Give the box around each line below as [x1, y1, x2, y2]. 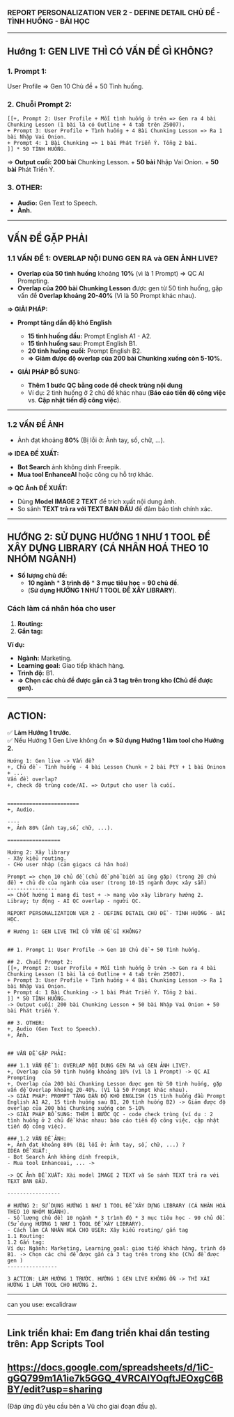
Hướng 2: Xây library [7, 849, 70, 856]
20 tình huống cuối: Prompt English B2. [27, 347, 142, 355]
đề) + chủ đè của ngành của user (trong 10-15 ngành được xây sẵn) [7, 879, 208, 886]
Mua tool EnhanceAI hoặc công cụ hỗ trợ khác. [17, 470, 154, 478]
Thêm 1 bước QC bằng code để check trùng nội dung [27, 381, 183, 390]
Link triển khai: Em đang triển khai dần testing [7, 1327, 210, 1339]
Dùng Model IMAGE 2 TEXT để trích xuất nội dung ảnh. [17, 497, 176, 506]
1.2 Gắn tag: [7, 1239, 45, 1246]
